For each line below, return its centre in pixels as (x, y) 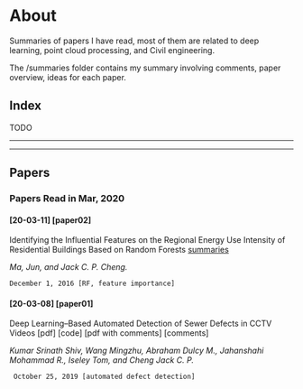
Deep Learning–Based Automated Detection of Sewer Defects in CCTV (141, 324)
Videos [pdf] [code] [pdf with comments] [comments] (109, 333)
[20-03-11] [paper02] (50, 220)
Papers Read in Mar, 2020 (67, 199)
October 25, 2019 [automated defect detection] (104, 377)
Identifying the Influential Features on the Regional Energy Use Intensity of (147, 240)
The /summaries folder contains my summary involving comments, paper (145, 68)
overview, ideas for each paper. (68, 77)
